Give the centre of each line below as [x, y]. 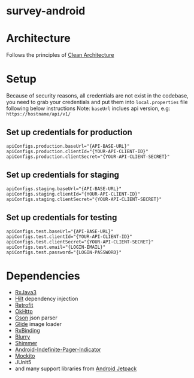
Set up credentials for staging [63, 175]
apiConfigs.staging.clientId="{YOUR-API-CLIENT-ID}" [73, 194]
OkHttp [24, 312]
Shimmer [26, 343]
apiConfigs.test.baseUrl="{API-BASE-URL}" [60, 231]
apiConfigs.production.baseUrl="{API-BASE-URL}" [68, 146]
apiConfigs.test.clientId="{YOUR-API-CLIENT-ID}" [69, 237]
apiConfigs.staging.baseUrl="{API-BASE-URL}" [64, 189]
